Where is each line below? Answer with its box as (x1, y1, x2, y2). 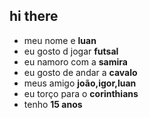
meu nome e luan (23, 34, 97, 46)
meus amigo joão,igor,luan (23, 77, 137, 89)
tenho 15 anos (23, 98, 83, 110)
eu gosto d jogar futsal (23, 45, 119, 57)
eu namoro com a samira (23, 55, 128, 68)
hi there (9, 8, 59, 25)
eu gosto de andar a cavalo (23, 66, 138, 78)
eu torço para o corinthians (23, 87, 139, 99)
